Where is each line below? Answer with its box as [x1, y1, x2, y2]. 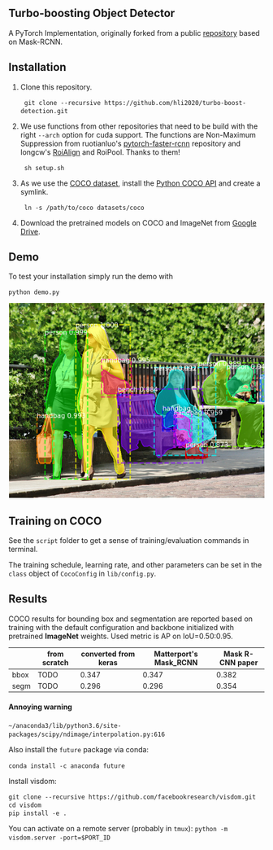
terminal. [8, 545, 38, 554]
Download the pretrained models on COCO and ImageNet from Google [19, 217, 258, 227]
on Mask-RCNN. [8, 37, 63, 46]
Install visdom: [8, 776, 57, 786]
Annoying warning [8, 702, 73, 712]
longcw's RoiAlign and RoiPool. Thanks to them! [19, 147, 180, 157]
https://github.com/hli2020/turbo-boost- [104, 99, 246, 107]
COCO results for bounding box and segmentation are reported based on [8, 614, 253, 624]
